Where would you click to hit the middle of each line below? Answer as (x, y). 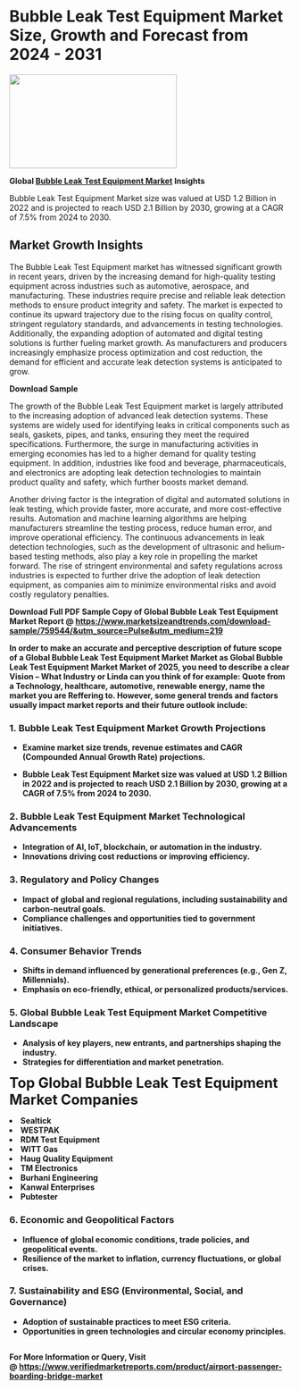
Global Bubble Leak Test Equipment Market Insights (107, 181)
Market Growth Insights (76, 245)
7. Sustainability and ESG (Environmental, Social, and (126, 1291)
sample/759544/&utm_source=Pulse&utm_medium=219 (116, 630)
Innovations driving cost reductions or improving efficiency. (136, 856)
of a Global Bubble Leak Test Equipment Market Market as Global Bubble (146, 657)
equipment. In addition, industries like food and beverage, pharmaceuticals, (148, 463)
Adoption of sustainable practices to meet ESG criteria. (126, 1321)
